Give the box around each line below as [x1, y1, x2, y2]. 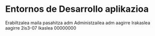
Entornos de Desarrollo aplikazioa [5, 3, 149, 15]
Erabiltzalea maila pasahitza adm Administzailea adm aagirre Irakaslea [5, 20, 150, 26]
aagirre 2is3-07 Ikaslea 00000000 [5, 25, 76, 31]
